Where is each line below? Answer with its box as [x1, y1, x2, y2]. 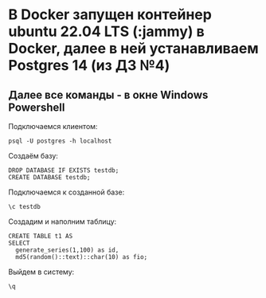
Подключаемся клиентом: [8, 122, 98, 131]
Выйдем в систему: [8, 267, 75, 276]
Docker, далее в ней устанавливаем [8, 40, 259, 57]
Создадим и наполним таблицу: [8, 217, 117, 226]
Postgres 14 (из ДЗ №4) [8, 57, 170, 75]
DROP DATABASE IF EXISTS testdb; [8, 167, 119, 174]
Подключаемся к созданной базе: [8, 187, 125, 197]
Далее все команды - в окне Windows [8, 88, 209, 101]
